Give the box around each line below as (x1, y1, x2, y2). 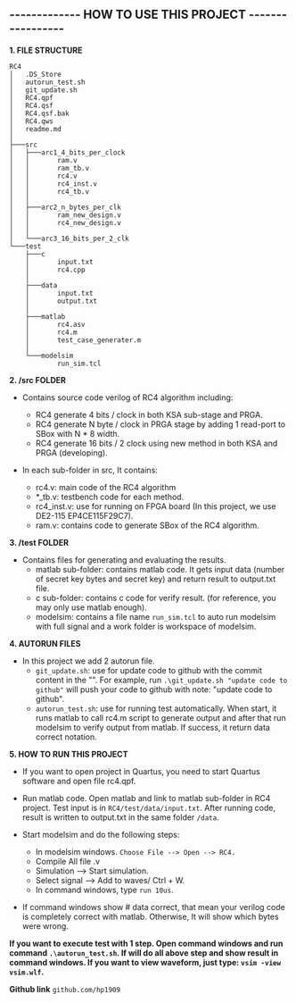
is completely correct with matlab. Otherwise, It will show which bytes (21, 911, 279, 922)
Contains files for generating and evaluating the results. (21, 554, 226, 565)
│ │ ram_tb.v (9, 163, 90, 172)
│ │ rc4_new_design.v (9, 218, 122, 227)
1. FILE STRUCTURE (9, 45, 83, 55)
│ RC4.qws (9, 116, 53, 126)
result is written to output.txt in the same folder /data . (21, 812, 220, 823)
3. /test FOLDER (9, 537, 70, 547)
